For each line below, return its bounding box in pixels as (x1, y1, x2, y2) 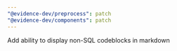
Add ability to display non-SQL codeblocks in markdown (7, 36, 170, 44)
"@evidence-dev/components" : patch (7, 17, 112, 24)
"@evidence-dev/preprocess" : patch (7, 10, 112, 17)
